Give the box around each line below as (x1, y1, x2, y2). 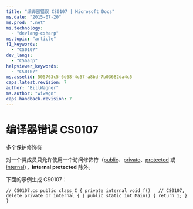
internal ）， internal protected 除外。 (6, 163, 94, 170)
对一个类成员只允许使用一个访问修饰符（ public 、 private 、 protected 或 (6, 156, 176, 163)
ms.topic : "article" (6, 36, 57, 42)
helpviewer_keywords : (6, 63, 59, 69)
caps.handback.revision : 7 (6, 96, 72, 102)
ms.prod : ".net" (6, 19, 46, 25)
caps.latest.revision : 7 (6, 80, 67, 86)
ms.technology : (6, 25, 43, 31)
